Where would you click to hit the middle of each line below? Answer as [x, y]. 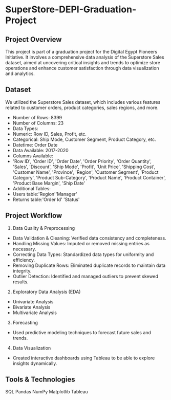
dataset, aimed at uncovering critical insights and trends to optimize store [83, 62]
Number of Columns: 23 [38, 123]
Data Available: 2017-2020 [41, 150]
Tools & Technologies [40, 380]
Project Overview [34, 39]
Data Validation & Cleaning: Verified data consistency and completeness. [89, 238]
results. [21, 282]
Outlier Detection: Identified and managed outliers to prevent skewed [85, 276]
